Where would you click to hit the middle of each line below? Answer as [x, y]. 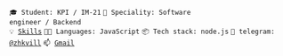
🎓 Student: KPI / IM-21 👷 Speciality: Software [100, 12]
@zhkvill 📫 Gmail [42, 43]
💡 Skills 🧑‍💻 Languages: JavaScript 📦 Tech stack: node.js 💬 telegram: [142, 31]
